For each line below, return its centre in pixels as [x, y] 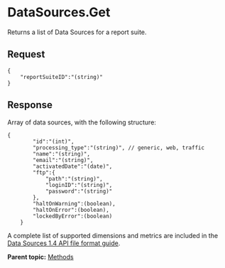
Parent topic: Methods [40, 257]
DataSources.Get [59, 12]
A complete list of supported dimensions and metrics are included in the [113, 235]
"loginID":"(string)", [79, 185]
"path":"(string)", [74, 178]
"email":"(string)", [63, 160]
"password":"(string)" [79, 191]
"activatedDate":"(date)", [73, 166]
